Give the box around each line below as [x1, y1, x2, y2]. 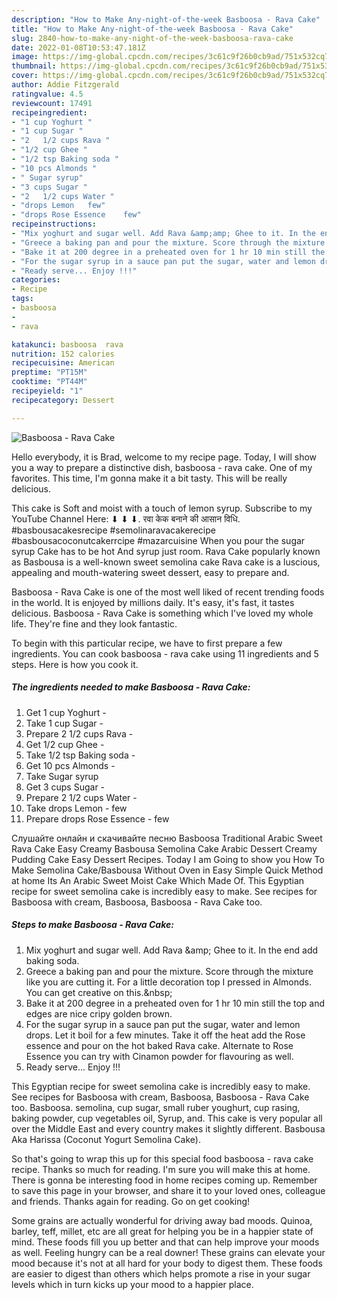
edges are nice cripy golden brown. [25, 1007, 173, 1020]
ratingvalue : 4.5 [11, 89, 84, 99]
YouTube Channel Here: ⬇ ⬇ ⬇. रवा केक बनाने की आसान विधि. [11, 512, 241, 525]
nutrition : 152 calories [11, 349, 115, 359]
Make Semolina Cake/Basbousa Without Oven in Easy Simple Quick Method [11, 864, 324, 876]
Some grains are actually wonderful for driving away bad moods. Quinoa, [11, 1214, 313, 1226]
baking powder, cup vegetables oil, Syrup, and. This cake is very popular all [11, 1112, 323, 1124]
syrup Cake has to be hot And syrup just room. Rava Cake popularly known [11, 545, 321, 557]
